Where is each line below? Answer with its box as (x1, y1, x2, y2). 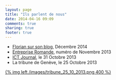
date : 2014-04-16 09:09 (5, 16, 54, 21)
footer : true (5, 30, 32, 35)
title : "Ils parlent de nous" (5, 12, 67, 17)
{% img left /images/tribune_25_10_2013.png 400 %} (5, 69, 112, 75)
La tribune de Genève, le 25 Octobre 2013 (12, 60, 97, 65)
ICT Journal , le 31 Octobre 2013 (12, 54, 77, 60)
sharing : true (5, 26, 34, 31)
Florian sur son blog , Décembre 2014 (12, 44, 87, 49)
